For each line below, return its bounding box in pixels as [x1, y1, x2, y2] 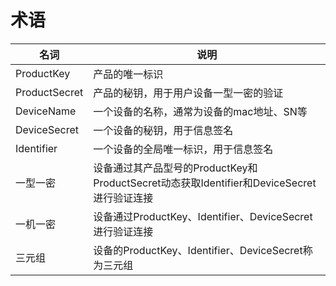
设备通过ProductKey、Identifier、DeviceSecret [93, 209, 313, 223]
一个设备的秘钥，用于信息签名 [93, 123, 234, 137]
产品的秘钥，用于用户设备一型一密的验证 [93, 86, 284, 100]
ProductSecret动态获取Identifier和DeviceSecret [93, 176, 317, 190]
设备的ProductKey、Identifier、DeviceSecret [93, 243, 303, 257]
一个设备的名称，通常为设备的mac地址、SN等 [93, 104, 308, 118]
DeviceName [15, 104, 77, 118]
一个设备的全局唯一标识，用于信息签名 [93, 142, 274, 156]
